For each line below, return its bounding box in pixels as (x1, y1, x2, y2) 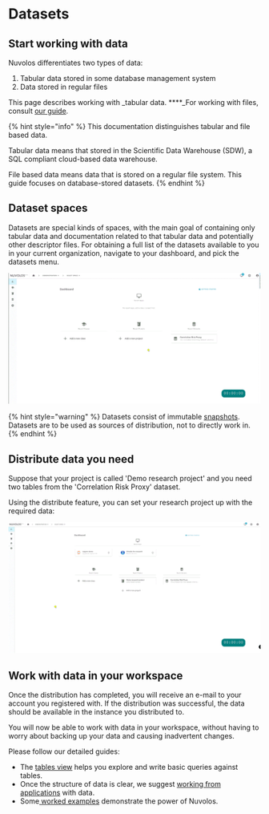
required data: (8, 506, 55, 516)
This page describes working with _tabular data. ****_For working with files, (8, 98, 259, 107)
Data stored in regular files (19, 82, 108, 91)
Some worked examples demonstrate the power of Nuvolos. (19, 796, 219, 806)
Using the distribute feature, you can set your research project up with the (8, 497, 253, 507)
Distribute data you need (8, 452, 134, 466)
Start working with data (8, 37, 128, 51)
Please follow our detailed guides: (8, 747, 120, 756)
